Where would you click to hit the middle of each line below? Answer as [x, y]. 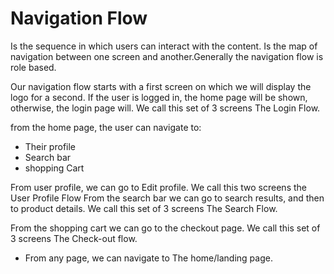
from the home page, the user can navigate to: [106, 127]
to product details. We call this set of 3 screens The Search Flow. [144, 208]
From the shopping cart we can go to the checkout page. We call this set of [165, 228]
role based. [33, 67]
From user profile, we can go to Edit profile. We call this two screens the [158, 187]
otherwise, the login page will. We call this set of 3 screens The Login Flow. [165, 108]
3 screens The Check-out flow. [74, 238]
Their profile [50, 146]
